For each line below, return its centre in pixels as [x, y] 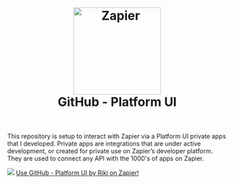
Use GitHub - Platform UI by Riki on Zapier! [77, 172]
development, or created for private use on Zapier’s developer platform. [110, 151]
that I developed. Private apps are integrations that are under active [104, 144]
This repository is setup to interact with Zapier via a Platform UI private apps [117, 136]
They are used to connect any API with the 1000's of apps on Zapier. [106, 158]
